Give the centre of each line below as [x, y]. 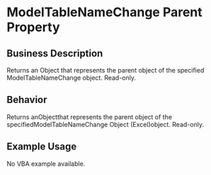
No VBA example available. [46, 164]
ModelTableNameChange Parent [104, 12]
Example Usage [42, 146]
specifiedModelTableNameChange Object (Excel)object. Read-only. [105, 124]
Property [34, 27]
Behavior [27, 100]
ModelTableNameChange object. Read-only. [71, 78]
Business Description [55, 53]
